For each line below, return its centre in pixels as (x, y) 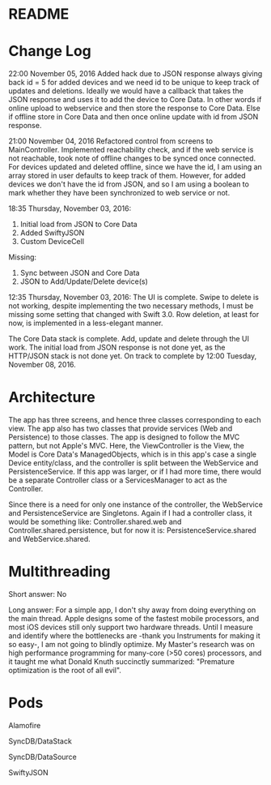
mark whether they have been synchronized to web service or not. (119, 193)
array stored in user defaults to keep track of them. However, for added (127, 176)
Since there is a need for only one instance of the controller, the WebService (135, 504)
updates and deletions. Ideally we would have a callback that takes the (126, 91)
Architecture (52, 397)
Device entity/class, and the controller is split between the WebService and (133, 463)
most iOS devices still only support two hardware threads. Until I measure (131, 627)
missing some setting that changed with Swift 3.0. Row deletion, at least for (134, 315)
